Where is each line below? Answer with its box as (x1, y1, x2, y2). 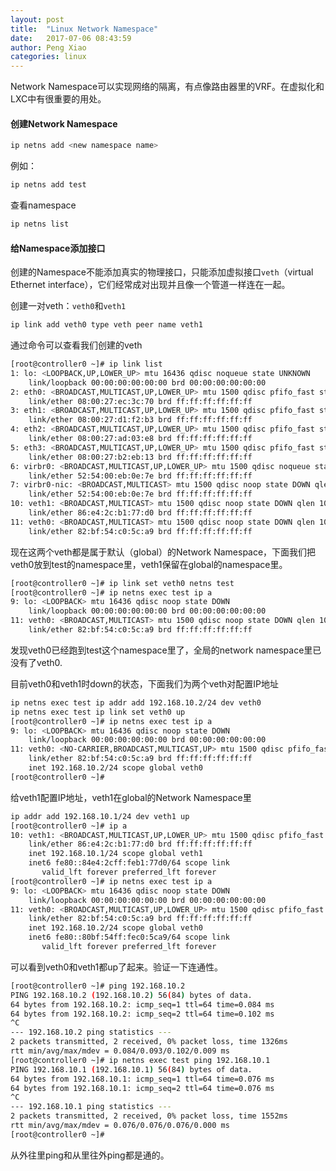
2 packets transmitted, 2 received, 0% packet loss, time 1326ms (10, 1037, 288, 1047)
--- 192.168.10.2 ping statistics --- (10, 1027, 172, 1038)
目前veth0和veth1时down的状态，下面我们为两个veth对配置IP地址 (10, 677, 279, 690)
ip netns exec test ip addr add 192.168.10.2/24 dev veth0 (10, 697, 262, 708)
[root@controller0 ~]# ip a (10, 821, 128, 831)
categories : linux (10, 52, 87, 62)
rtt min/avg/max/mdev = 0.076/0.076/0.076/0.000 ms (10, 1121, 230, 1131)
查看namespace (10, 199, 77, 211)
